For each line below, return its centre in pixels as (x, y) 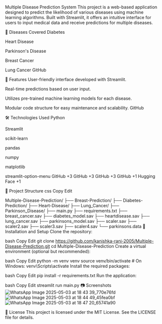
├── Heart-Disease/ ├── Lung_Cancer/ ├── (74, 205)
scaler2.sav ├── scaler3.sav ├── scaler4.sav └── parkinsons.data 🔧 (75, 226)
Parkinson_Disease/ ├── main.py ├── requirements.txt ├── (66, 211)
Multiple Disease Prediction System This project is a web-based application (81, 7)
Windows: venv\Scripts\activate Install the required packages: (68, 266)
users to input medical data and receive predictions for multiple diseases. (79, 22)
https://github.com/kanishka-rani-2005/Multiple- (105, 241)
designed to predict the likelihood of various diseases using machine (74, 12)
